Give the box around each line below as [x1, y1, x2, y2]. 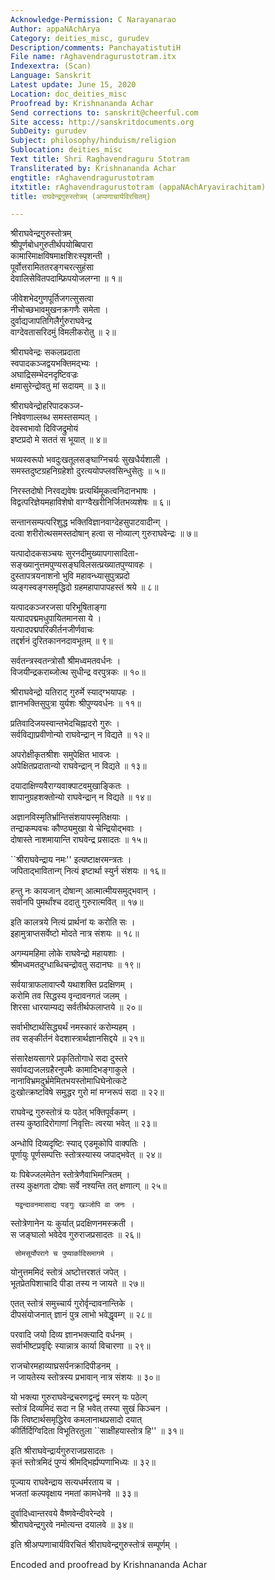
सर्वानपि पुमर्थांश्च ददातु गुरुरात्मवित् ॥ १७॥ [10, 896, 144, 908]
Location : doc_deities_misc [10, 89, 128, 99]
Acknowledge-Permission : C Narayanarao [10, 14, 177, 25]
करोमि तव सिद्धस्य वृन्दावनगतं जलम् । [10, 990, 128, 1002]
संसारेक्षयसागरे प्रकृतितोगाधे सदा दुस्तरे [10, 1052, 128, 1065]
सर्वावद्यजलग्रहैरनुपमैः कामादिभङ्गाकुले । [10, 1064, 136, 1076]
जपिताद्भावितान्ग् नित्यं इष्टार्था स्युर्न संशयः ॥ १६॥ [10, 865, 166, 877]
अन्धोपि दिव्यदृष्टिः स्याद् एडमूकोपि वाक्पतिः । [10, 1137, 147, 1150]
